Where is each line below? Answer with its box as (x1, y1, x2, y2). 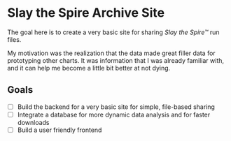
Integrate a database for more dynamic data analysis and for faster (17, 110, 211, 119)
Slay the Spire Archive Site (7, 5, 165, 21)
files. (7, 35, 22, 43)
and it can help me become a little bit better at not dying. (7, 64, 171, 72)
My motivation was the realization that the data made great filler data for (7, 49, 216, 57)
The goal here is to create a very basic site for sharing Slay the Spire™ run (7, 28, 220, 36)
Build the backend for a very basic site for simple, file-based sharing (17, 103, 216, 111)
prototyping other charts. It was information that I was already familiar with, (7, 56, 225, 64)
